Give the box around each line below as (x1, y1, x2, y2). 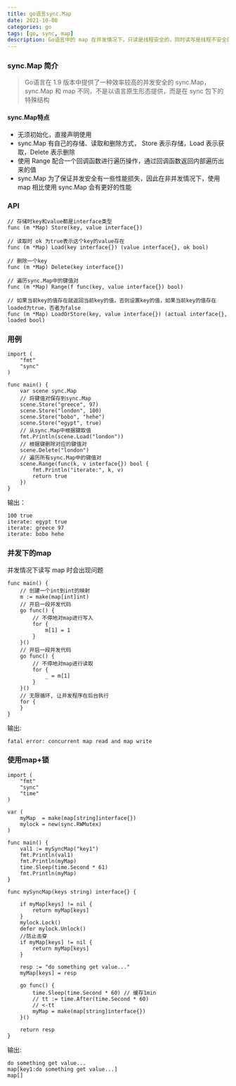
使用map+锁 (7, 755, 49, 765)
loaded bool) (7, 317, 46, 324)
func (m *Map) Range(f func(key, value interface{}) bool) (7, 283, 184, 290)
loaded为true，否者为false (7, 304, 81, 311)
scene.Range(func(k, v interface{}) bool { (20, 461, 150, 468)
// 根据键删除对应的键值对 (20, 440, 87, 448)
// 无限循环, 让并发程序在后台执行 (20, 692, 109, 699)
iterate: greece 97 (7, 525, 65, 532)
